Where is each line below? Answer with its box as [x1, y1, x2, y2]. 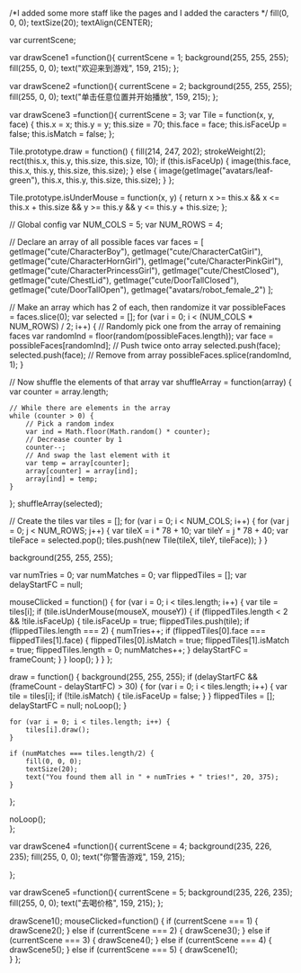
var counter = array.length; [9, 386, 109, 397]
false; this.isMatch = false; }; [9, 129, 115, 139]
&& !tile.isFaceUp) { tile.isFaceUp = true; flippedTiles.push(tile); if [9, 616, 250, 626]
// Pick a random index [25, 419, 115, 428]
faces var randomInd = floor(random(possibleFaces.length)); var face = [9, 330, 274, 341]
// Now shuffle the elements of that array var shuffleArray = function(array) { [9, 377, 292, 387]
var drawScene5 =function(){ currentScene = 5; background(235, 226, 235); [9, 887, 293, 897]
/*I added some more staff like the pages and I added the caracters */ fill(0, [9, 8, 289, 18]
